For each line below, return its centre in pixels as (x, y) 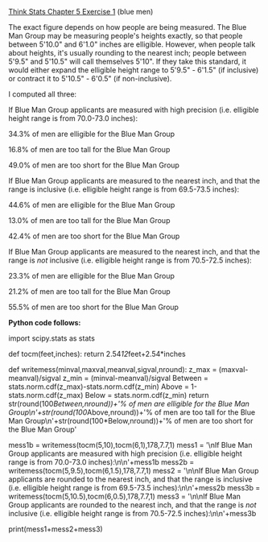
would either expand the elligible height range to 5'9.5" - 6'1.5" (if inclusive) (134, 70)
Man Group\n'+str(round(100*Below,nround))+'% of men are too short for (131, 421)
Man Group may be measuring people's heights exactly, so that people (126, 36)
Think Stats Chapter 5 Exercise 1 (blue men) (81, 12)
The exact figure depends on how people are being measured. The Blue (128, 27)
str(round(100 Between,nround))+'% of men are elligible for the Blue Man (129, 403)
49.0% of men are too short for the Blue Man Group (94, 165)
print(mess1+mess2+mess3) (56, 529)
